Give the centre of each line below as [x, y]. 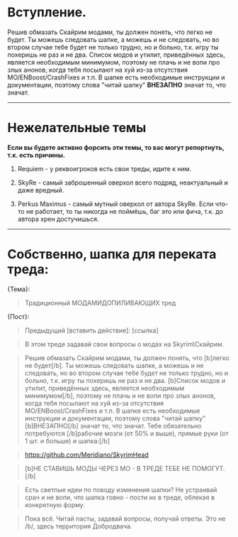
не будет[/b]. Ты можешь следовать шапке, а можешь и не [114, 365]
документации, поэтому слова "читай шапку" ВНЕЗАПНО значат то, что [117, 85]
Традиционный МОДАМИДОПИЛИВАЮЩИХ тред [100, 303]
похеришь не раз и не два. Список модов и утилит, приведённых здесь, [116, 55]
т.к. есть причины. [36, 155]
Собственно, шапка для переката [112, 255]
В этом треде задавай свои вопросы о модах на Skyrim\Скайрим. [124, 344]
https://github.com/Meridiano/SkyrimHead [86, 455]
